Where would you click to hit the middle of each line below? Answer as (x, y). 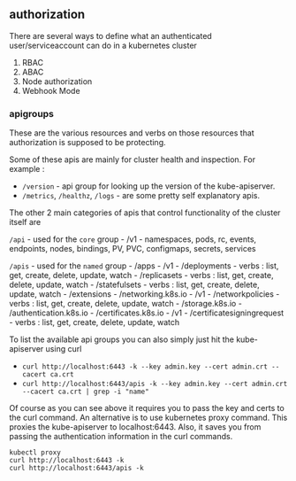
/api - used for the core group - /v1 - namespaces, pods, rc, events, (133, 239)
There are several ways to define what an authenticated (110, 35)
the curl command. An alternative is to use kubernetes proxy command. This (148, 418)
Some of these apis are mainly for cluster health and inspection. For (133, 159)
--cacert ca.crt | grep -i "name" (85, 392)
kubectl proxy (35, 453)
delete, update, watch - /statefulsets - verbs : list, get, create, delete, (135, 285)
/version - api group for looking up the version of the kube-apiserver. (148, 186)
